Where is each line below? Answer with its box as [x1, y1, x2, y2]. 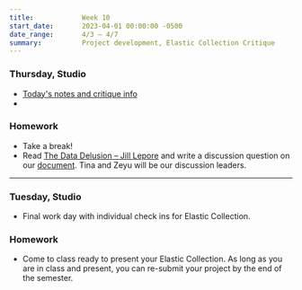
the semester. [22, 273, 74, 284]
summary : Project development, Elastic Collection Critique [9, 38, 276, 48]
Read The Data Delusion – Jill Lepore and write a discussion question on [22, 150, 290, 161]
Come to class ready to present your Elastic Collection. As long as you [22, 253, 283, 265]
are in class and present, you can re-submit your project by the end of [22, 263, 282, 274]
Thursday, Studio [9, 68, 87, 81]
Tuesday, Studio [9, 190, 83, 203]
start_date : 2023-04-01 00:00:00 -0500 [9, 22, 182, 31]
